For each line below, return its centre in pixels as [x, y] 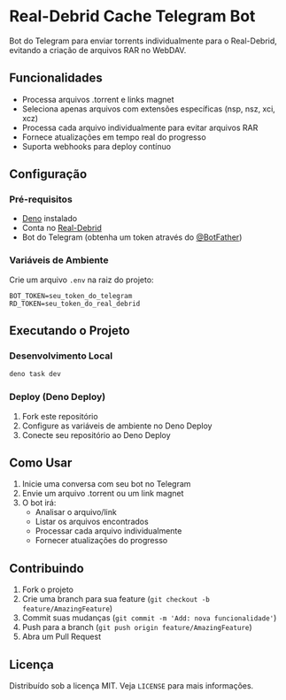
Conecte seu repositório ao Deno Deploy [96, 435]
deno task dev [35, 374]
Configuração [48, 174]
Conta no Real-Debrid [62, 228]
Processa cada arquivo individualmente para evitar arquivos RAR [140, 127]
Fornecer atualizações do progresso [101, 541]
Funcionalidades [56, 78]
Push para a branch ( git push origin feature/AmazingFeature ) [137, 627]
